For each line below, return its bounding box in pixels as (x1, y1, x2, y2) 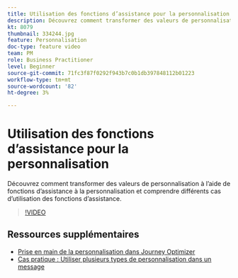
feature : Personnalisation (7, 37, 87, 44)
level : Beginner (7, 63, 55, 70)
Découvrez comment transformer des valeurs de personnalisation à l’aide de (7, 180, 231, 188)
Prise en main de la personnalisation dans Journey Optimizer (17, 247, 195, 255)
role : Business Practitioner (7, 57, 93, 64)
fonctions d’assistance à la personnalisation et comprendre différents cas (7, 187, 222, 195)
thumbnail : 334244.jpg (7, 30, 74, 37)
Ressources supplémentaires (7, 228, 140, 241)
